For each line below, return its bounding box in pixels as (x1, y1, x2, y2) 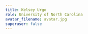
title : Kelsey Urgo (5, 7, 47, 12)
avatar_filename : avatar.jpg (5, 16, 67, 21)
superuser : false (5, 21, 42, 26)
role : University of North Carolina (5, 12, 83, 17)
